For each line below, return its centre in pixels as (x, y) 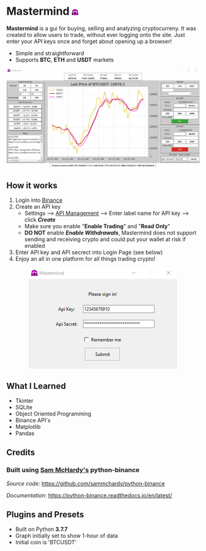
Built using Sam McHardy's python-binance (73, 470)
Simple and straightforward (50, 53)
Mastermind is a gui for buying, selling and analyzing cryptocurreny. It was (101, 28)
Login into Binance (39, 200)
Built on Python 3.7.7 (41, 530)
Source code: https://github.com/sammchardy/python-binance (86, 484)
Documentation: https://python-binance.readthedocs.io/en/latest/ (90, 495)
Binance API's (33, 420)
